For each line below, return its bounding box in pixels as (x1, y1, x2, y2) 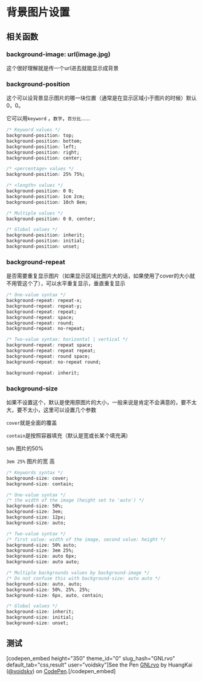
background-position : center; (6, 155, 83, 161)
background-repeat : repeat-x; (6, 297, 83, 304)
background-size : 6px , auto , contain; (6, 592, 104, 598)
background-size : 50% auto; (6, 542, 77, 548)
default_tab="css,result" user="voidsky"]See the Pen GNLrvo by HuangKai (6, 661, 193, 668)
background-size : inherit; (6, 608, 74, 615)
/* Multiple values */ (6, 210, 63, 216)
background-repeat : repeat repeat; (6, 348, 96, 354)
